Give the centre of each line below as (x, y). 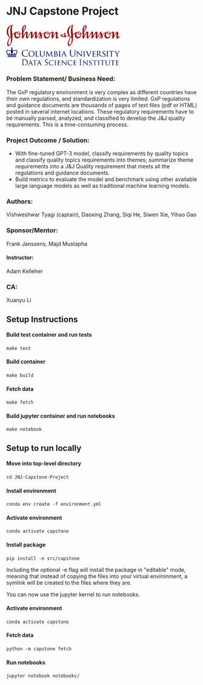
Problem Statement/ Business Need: (61, 79)
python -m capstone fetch (39, 649)
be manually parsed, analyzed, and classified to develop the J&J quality (96, 118)
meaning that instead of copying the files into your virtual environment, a (97, 576)
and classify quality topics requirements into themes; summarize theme (104, 160)
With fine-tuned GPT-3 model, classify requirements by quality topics (101, 154)
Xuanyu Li (19, 300)
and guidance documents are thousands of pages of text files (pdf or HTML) (102, 105)
